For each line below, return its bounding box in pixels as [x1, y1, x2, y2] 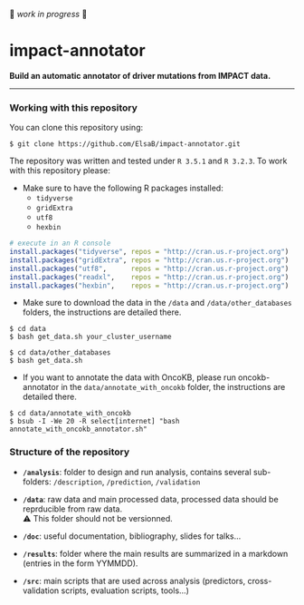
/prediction [106, 477, 152, 487]
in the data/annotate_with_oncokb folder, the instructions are [61, 382, 286, 393]
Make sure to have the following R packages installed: [22, 182, 223, 194]
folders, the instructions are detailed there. [22, 307, 182, 317]
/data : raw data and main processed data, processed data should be [22, 493, 279, 504]
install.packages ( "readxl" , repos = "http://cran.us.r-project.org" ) [9, 272, 290, 281]
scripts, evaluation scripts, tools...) [61, 585, 190, 596]
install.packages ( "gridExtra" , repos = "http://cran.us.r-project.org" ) [9, 255, 290, 265]
